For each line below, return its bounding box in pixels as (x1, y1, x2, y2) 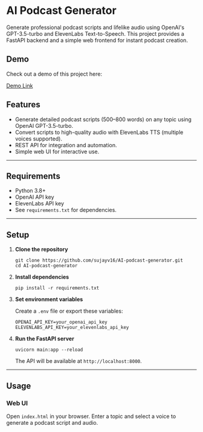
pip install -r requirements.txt (14, 285, 100, 291)
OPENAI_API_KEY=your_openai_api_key (14, 319, 108, 325)
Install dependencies (14, 273, 69, 281)
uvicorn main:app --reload (14, 347, 83, 353)
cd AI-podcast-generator (14, 263, 78, 269)
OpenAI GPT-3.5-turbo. (14, 122, 74, 129)
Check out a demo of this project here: (6, 70, 103, 78)
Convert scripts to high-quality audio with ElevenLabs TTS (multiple (14, 128, 184, 136)
